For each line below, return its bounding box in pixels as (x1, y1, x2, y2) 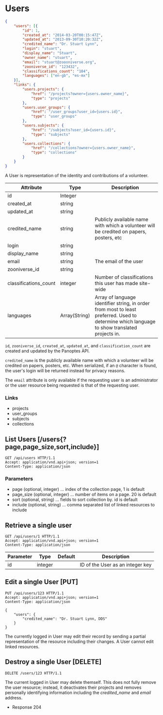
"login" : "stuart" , (22, 46, 62, 51)
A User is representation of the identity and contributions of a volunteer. (5, 172, 149, 178)
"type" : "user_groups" (31, 114, 77, 119)
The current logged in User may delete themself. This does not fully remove (5, 679, 156, 685)
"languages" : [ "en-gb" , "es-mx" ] (22, 73, 90, 78)
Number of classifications (95, 273, 154, 280)
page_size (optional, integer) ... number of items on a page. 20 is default (12, 492, 157, 498)
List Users (5, 435, 36, 443)
